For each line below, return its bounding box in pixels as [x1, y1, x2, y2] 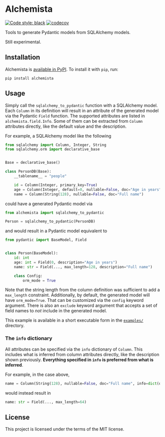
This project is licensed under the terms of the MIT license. [5, 426, 124, 432]
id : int [14, 255, 29, 260]
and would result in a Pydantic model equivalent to [5, 228, 107, 234]
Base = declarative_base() [5, 160, 60, 165]
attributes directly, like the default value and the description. [5, 123, 127, 129]
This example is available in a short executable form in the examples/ [5, 317, 143, 324]
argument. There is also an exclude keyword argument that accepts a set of [5, 302, 158, 309]
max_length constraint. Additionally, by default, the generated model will [5, 292, 150, 298]
